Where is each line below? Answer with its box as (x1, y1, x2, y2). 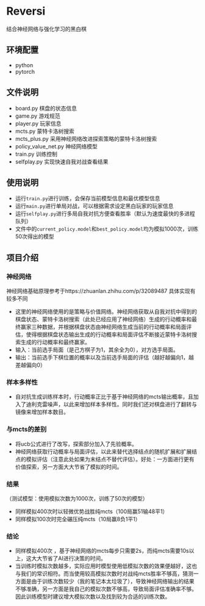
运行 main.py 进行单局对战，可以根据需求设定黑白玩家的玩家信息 (15, 203, 174, 210)
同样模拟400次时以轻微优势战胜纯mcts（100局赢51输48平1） (15, 508, 168, 515)
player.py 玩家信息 (15, 120, 62, 127)
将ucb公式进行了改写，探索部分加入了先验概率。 (15, 440, 137, 447)
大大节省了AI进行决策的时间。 (31, 555, 107, 562)
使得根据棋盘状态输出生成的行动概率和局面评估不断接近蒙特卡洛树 (26, 331, 192, 338)
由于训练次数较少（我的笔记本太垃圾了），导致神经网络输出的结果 (31, 578, 195, 585)
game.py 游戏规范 (15, 112, 60, 120)
